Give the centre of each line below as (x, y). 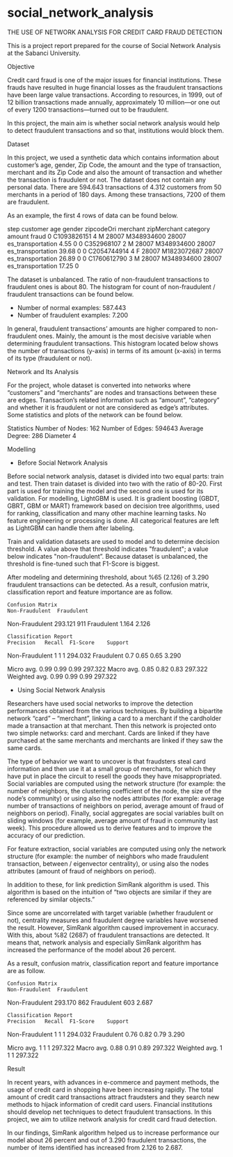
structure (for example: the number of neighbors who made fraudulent (108, 856)
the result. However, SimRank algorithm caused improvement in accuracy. (113, 927)
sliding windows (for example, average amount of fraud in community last (113, 821)
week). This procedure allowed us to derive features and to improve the (110, 828)
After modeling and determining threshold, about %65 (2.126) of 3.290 (108, 577)
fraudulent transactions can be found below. (71, 294)
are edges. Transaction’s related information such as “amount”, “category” (113, 400)
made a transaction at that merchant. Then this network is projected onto (112, 725)
